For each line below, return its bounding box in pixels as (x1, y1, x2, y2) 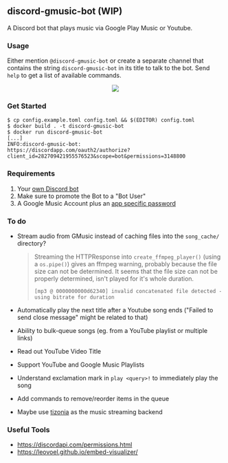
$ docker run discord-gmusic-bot (7, 129, 103, 136)
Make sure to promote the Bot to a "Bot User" (16, 192, 146, 200)
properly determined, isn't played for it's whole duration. (34, 274, 194, 283)
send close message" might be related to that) (16, 313, 148, 321)
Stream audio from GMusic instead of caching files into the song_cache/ (16, 232, 220, 240)
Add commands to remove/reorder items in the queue (16, 395, 170, 402)
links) (16, 334, 33, 342)
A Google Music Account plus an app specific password (16, 199, 176, 207)
